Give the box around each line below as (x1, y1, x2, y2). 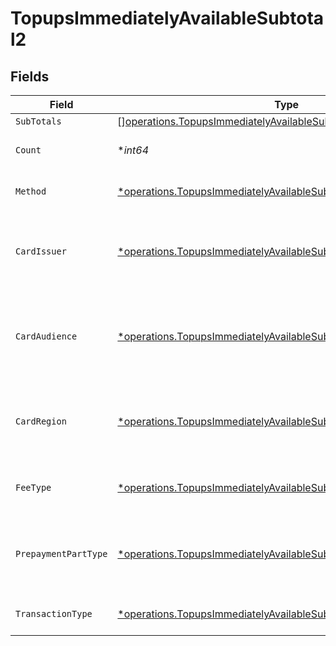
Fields (10, 68, 50, 85)
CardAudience (15, 331, 78, 342)
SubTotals (15, 116, 62, 127)
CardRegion (15, 416, 67, 427)
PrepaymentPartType (15, 548, 108, 559)
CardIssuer (15, 246, 67, 257)
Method (15, 186, 47, 197)
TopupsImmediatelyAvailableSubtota (10, 7, 325, 30)
